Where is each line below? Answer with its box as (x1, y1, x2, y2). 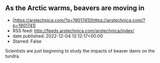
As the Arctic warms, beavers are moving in (5, 4, 144, 12)
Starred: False (12, 38, 42, 44)
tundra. (5, 53, 20, 59)
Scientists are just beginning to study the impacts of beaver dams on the (5, 48, 155, 54)
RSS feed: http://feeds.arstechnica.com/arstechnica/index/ (12, 27, 134, 34)
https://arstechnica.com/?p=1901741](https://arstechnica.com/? (14, 17, 145, 23)
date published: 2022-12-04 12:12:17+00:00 (12, 33, 103, 39)
